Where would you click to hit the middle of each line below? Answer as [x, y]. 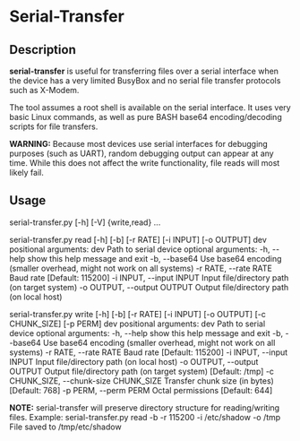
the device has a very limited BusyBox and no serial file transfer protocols [145, 81]
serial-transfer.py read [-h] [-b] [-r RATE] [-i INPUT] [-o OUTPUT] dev [138, 239]
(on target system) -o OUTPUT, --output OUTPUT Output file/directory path [149, 287]
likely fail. [27, 173]
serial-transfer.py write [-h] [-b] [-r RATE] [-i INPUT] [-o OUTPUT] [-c [137, 314]
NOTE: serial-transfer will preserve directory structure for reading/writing [145, 407]
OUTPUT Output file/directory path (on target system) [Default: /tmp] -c [142, 371]
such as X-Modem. [44, 90]
